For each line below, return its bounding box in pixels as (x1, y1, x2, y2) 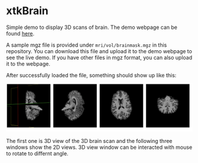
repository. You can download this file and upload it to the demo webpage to (6, 47, 192, 54)
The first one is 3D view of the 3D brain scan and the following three (6, 137, 173, 144)
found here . (6, 30, 34, 37)
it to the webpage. (6, 60, 50, 67)
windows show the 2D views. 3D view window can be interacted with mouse (6, 144, 193, 151)
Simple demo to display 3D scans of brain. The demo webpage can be (6, 24, 177, 31)
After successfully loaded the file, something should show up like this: (6, 71, 177, 79)
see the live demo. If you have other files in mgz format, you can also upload (6, 54, 193, 61)
